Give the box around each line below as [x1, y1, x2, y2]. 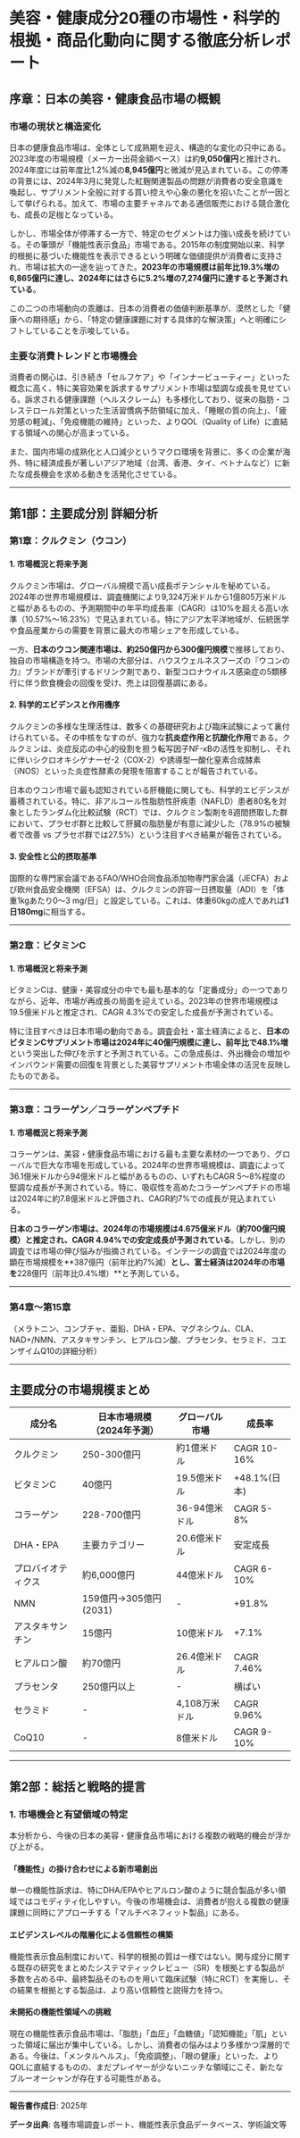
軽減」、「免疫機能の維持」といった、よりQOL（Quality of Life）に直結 [32, 416, 288, 427]
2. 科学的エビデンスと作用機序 [9, 699, 121, 710]
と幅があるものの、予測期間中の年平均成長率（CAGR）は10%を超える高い [9, 602, 281, 613]
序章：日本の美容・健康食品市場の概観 [9, 91, 221, 106]
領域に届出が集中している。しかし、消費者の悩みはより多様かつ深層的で [24, 2039, 291, 2050]
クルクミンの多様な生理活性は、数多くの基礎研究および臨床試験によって [9, 721, 275, 731]
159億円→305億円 [81, 1592, 162, 1605]
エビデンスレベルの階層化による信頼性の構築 [9, 1929, 174, 1940]
